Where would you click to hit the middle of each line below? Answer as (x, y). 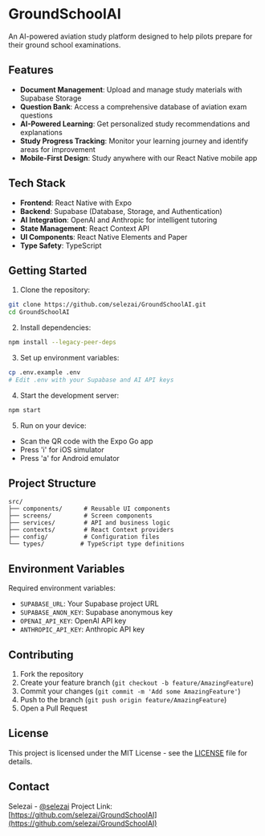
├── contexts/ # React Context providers (91, 530)
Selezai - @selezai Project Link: (60, 806)
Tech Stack (37, 183)
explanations (41, 132)
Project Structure (52, 484)
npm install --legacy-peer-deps (62, 343)
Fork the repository (52, 674)
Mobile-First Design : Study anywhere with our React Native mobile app (139, 158)
